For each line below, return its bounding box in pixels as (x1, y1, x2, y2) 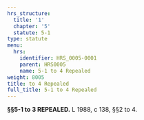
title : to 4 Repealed (7, 80, 70, 87)
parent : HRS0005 (19, 61, 67, 68)
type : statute (7, 36, 48, 43)
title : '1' (13, 16, 45, 23)
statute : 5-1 (13, 29, 51, 36)
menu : (7, 42, 23, 49)
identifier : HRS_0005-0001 (19, 55, 97, 62)
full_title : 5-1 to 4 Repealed (7, 86, 97, 93)
